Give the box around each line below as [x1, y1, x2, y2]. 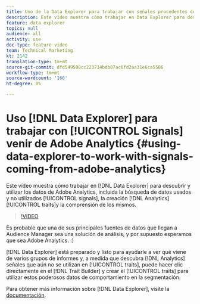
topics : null [6, 25, 39, 32]
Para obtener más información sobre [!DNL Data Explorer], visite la [6, 285, 170, 292]
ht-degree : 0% [6, 81, 42, 87]
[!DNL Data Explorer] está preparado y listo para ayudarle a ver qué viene [6, 248, 186, 255]
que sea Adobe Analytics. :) [6, 237, 74, 244]
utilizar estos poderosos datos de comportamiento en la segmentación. [6, 274, 181, 281]
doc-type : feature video [6, 42, 68, 48]
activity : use [6, 36, 42, 42]
